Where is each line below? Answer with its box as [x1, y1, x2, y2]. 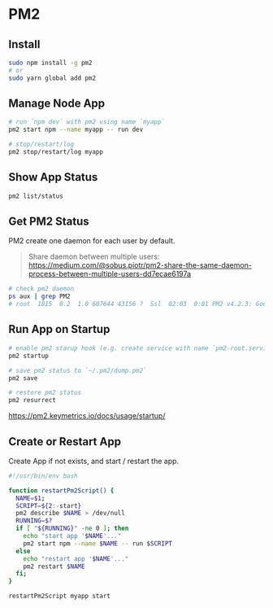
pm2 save [8, 374, 38, 383]
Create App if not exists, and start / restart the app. [8, 456, 180, 466]
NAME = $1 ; [15, 494, 45, 502]
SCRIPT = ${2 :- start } [15, 501, 82, 510]
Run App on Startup [8, 322, 110, 336]
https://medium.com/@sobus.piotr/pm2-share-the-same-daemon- [28, 260, 252, 270]
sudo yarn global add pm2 [8, 74, 96, 82]
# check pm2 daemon [8, 285, 75, 293]
